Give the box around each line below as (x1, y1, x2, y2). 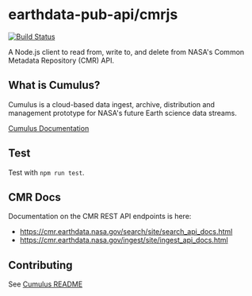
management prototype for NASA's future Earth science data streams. (8, 108, 238, 117)
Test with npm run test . (8, 167, 85, 177)
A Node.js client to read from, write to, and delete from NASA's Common (8, 47, 245, 56)
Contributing (8, 258, 73, 271)
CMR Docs (8, 190, 62, 204)
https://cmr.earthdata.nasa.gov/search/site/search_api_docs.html (19, 227, 233, 236)
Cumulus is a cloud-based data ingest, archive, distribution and (8, 99, 216, 109)
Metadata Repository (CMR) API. (8, 56, 115, 65)
